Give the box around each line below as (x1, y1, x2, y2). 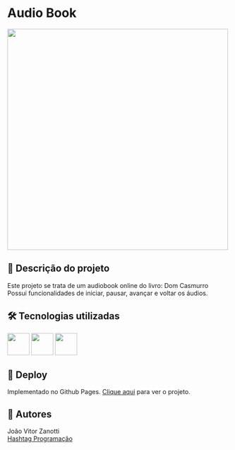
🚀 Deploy (7, 369, 48, 381)
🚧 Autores (7, 408, 52, 420)
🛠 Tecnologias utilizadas (7, 310, 120, 323)
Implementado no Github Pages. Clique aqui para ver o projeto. (7, 388, 191, 396)
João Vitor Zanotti (7, 427, 60, 436)
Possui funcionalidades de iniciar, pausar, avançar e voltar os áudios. (7, 289, 208, 297)
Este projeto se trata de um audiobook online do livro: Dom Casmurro (7, 281, 209, 289)
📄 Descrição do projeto (7, 262, 110, 275)
